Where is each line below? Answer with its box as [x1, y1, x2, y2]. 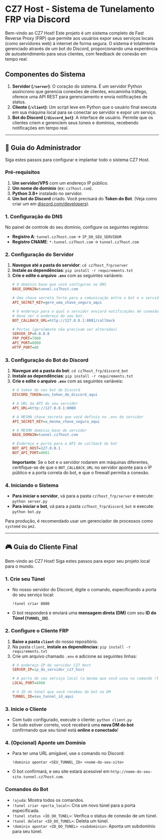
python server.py [12, 499, 48, 504]
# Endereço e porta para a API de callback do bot [12, 441, 118, 446]
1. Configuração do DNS [5, 213, 63, 220]
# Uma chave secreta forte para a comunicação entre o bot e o [12, 295, 144, 301]
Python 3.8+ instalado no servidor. [12, 190, 83, 196]
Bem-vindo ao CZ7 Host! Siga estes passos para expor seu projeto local [5, 558, 150, 564]
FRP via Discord [5, 14, 70, 25]
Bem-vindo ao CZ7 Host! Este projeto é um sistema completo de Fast [5, 30, 144, 36]
